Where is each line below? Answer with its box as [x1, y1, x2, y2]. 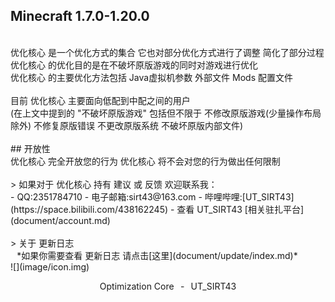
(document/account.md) [10, 214, 111, 226]
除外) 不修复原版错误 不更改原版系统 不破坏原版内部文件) [10, 119, 244, 131]
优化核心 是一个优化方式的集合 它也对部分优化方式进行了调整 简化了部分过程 [10, 46, 325, 58]
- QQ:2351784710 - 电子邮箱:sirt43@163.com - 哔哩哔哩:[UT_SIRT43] [10, 190, 295, 203]
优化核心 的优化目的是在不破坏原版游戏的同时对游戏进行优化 [10, 59, 258, 71]
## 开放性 [10, 142, 51, 154]
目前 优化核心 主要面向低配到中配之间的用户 [10, 94, 191, 106]
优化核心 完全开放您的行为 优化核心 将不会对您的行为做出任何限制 [10, 155, 281, 167]
